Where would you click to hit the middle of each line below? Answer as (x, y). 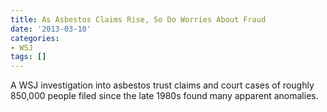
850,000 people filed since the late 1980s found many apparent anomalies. (164, 96)
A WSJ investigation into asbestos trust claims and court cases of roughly (162, 85)
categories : (35, 38)
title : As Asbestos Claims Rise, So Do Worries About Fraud (138, 19)
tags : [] (28, 57)
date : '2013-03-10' (51, 29)
